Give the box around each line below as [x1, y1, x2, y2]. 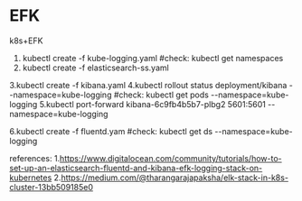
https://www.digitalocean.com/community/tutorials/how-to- [59, 152, 282, 163]
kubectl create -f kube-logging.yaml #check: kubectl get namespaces [22, 52, 284, 63]
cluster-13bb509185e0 [9, 181, 93, 192]
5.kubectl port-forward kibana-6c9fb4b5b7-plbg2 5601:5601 [39, 98, 267, 109]
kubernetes [9, 172, 52, 183]
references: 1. [9, 152, 61, 163]
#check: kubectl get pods [113, 89, 210, 100]
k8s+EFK [9, 35, 43, 46]
